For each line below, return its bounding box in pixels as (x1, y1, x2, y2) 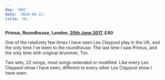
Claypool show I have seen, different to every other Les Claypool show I (5, 65, 153, 71)
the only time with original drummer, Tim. (5, 50, 89, 56)
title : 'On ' (5, 16, 32, 21)
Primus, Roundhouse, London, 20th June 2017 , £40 (5, 30, 113, 36)
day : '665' (5, 7, 28, 12)
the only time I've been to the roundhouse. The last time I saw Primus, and (5, 45, 158, 51)
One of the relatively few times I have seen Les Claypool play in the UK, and (5, 40, 160, 45)
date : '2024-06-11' (5, 12, 46, 17)
